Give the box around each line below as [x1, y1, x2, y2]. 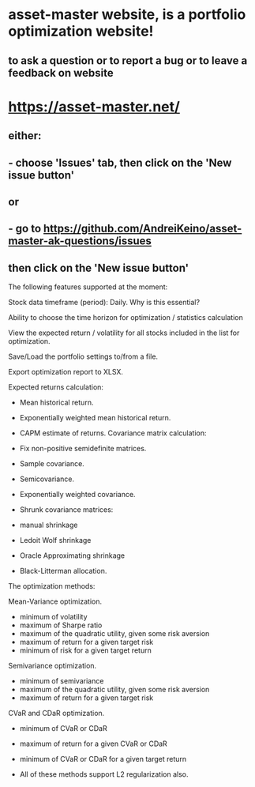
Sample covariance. [19, 459, 84, 469]
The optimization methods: [8, 582, 96, 591]
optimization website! [8, 22, 154, 40]
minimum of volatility [19, 612, 88, 622]
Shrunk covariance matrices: [19, 505, 114, 514]
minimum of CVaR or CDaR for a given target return [19, 755, 187, 764]
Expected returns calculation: [8, 382, 104, 392]
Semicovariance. [19, 474, 75, 484]
